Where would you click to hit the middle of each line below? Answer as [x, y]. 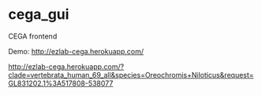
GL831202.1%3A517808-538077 [61, 83]
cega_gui [39, 15]
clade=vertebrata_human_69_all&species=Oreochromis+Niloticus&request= [131, 75]
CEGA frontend [33, 36]
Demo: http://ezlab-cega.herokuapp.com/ [76, 51]
